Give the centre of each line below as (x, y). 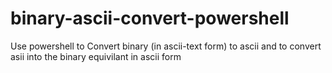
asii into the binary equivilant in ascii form (96, 56)
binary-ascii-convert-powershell (150, 18)
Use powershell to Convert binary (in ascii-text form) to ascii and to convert (166, 46)
